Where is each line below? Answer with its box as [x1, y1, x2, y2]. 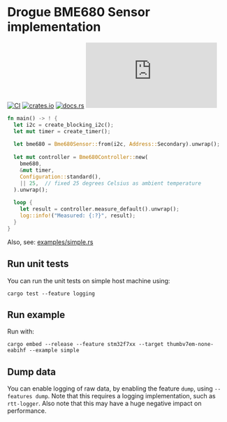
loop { [13, 199, 33, 206]
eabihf [7, 347, 27, 354]
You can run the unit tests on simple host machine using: [7, 276, 170, 285]
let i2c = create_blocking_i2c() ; [13, 121, 114, 128]
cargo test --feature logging [7, 290, 96, 297]
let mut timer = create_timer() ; [13, 128, 111, 135]
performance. [7, 407, 47, 415]
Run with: [7, 327, 35, 336]
